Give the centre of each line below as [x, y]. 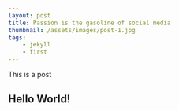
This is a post [30, 74]
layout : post [30, 15]
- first [35, 52]
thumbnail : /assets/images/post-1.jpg [72, 30]
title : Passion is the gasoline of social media [89, 23]
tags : [17, 37]
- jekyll [37, 45]
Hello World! [39, 99]
